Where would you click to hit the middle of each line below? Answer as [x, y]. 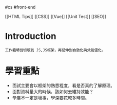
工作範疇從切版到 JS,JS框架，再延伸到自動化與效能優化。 [55, 50]
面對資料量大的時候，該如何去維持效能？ [53, 91]
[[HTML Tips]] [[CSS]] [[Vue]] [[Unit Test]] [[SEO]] [56, 16]
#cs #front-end [20, 7]
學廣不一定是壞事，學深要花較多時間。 [50, 98]
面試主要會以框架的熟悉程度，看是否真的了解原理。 [63, 85]
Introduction [31, 36]
